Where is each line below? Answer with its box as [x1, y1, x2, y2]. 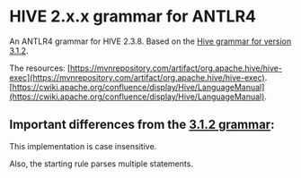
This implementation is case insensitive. [9, 140, 157, 151]
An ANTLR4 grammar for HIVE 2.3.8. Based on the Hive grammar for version [9, 36, 292, 47]
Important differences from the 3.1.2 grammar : [9, 117, 275, 132]
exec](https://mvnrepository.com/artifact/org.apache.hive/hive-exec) [9, 72, 265, 82]
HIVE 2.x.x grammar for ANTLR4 [9, 6, 256, 27]
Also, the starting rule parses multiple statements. [9, 158, 193, 169]
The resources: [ [9, 63, 71, 73]
